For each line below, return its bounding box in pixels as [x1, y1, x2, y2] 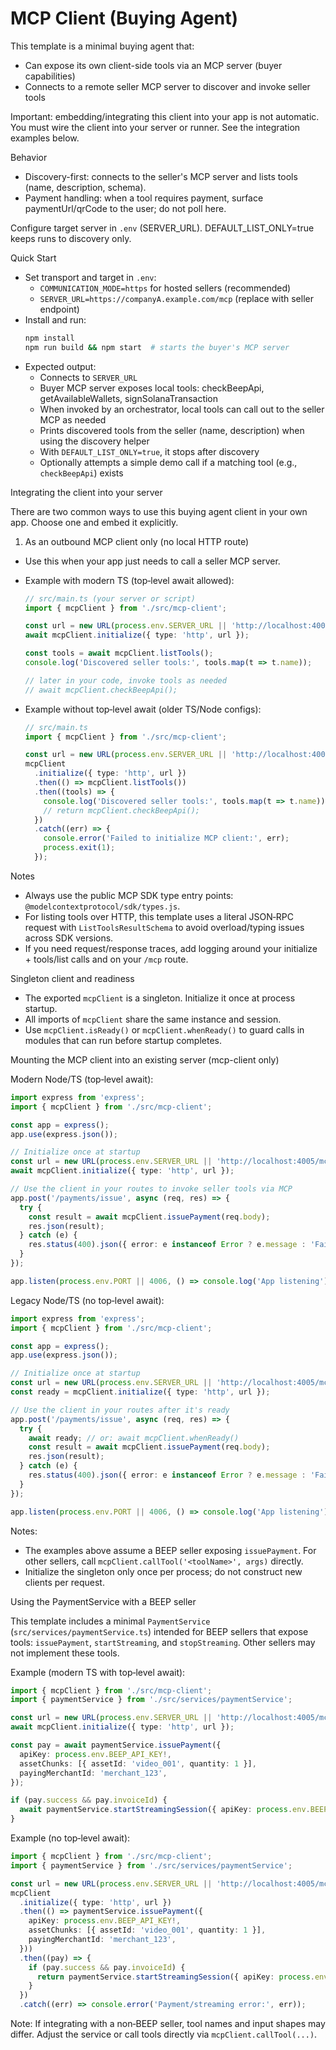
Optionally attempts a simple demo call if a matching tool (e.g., [39, 456, 298, 468]
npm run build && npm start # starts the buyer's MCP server [24, 342, 290, 352]
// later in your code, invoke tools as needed [24, 675, 227, 686]
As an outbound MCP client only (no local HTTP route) [24, 535, 249, 547]
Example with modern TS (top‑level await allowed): [24, 574, 235, 586]
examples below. [10, 132, 80, 144]
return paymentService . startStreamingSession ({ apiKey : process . [36, 1972, 315, 1982]
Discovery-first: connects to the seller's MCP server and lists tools [24, 170, 298, 182]
